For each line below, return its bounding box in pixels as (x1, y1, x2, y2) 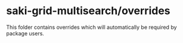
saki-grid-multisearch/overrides (6, 4, 170, 18)
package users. (6, 29, 45, 37)
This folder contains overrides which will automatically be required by (6, 24, 177, 31)
